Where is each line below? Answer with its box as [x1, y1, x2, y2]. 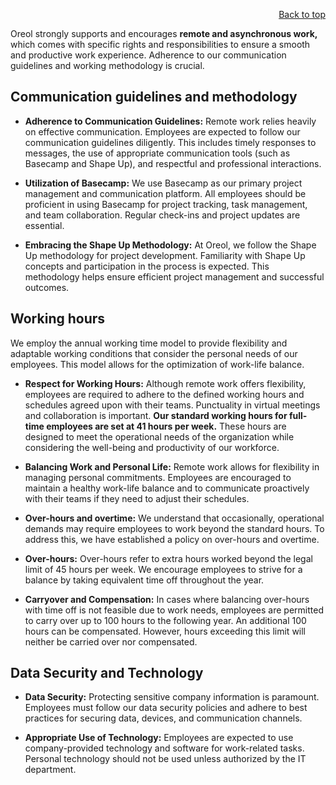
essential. [24, 219, 65, 231]
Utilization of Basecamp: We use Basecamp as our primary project [24, 177, 303, 189]
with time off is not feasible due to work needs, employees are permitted [24, 604, 324, 616]
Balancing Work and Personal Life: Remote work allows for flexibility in [24, 460, 320, 473]
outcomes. [24, 281, 70, 293]
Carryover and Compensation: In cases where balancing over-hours [24, 593, 310, 605]
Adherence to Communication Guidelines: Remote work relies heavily [24, 115, 317, 127]
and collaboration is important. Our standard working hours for [24, 409, 288, 421]
